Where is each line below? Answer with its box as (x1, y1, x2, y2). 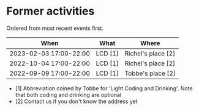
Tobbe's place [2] (124, 69, 176, 77)
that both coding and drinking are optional (15, 91, 121, 98)
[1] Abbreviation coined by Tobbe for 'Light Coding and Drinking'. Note (15, 84, 193, 92)
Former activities (6, 4, 95, 18)
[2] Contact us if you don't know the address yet (15, 98, 138, 105)
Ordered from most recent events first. (6, 24, 104, 32)
